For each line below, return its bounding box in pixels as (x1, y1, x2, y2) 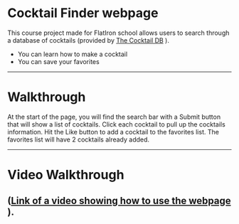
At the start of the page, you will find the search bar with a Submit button (7, 112, 221, 121)
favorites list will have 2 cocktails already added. (7, 135, 150, 144)
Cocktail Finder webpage (7, 5, 159, 21)
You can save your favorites (17, 57, 100, 65)
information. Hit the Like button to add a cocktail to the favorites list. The (7, 127, 219, 136)
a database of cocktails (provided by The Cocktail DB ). (7, 36, 169, 44)
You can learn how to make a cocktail (17, 50, 128, 58)
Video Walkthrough (7, 167, 124, 183)
